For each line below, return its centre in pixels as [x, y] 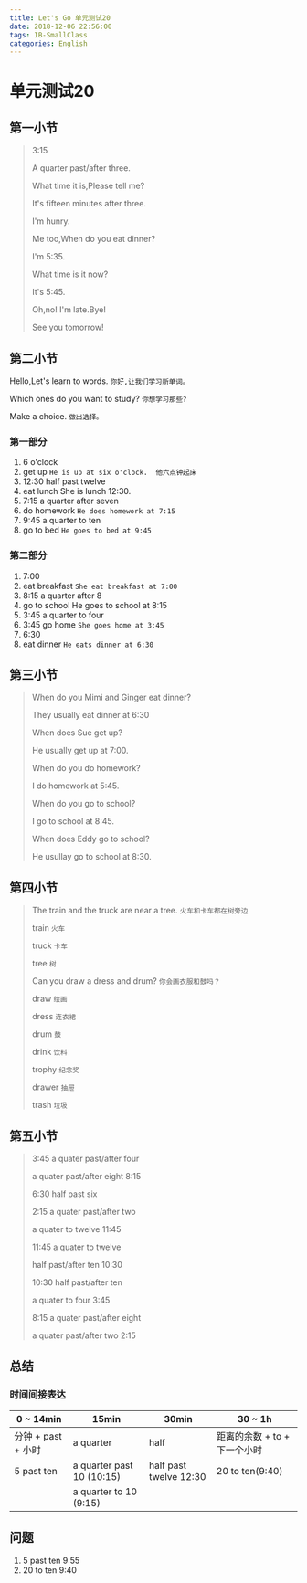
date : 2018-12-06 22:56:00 [61, 26]
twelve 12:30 [178, 1476]
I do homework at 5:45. [75, 786]
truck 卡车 [50, 945]
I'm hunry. [51, 221]
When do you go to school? [84, 804]
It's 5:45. [48, 292]
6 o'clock [40, 462]
